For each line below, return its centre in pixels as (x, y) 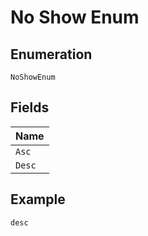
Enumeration (51, 54)
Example (38, 199)
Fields (30, 107)
